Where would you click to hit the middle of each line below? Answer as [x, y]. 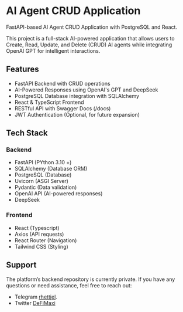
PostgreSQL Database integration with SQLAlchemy [77, 96]
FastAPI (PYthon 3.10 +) [43, 162]
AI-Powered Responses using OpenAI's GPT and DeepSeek [86, 90]
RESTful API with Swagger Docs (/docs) [63, 108]
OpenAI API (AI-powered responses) [58, 194]
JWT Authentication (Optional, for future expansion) [77, 114]
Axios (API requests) [39, 234]
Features [23, 69]
